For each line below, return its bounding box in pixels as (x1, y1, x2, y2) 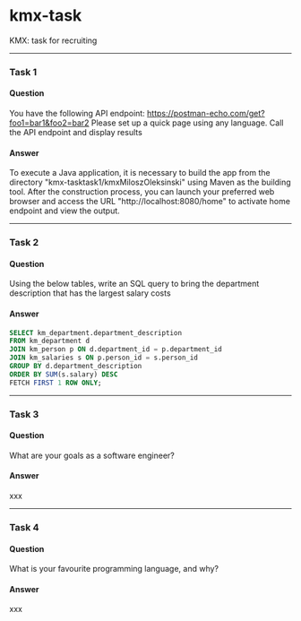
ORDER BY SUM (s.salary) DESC (9, 369, 118, 379)
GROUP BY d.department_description (9, 362, 142, 371)
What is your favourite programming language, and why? (9, 564, 219, 574)
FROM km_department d (9, 337, 90, 346)
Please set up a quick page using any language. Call (90, 117, 284, 128)
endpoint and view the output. (9, 205, 121, 216)
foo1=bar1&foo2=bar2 (9, 117, 90, 128)
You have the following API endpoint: (9, 108, 145, 119)
